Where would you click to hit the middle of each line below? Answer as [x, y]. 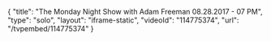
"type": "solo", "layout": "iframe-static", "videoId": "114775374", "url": [123, 20]
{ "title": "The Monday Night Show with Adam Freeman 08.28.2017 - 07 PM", [135, 12]
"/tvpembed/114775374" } [51, 29]
